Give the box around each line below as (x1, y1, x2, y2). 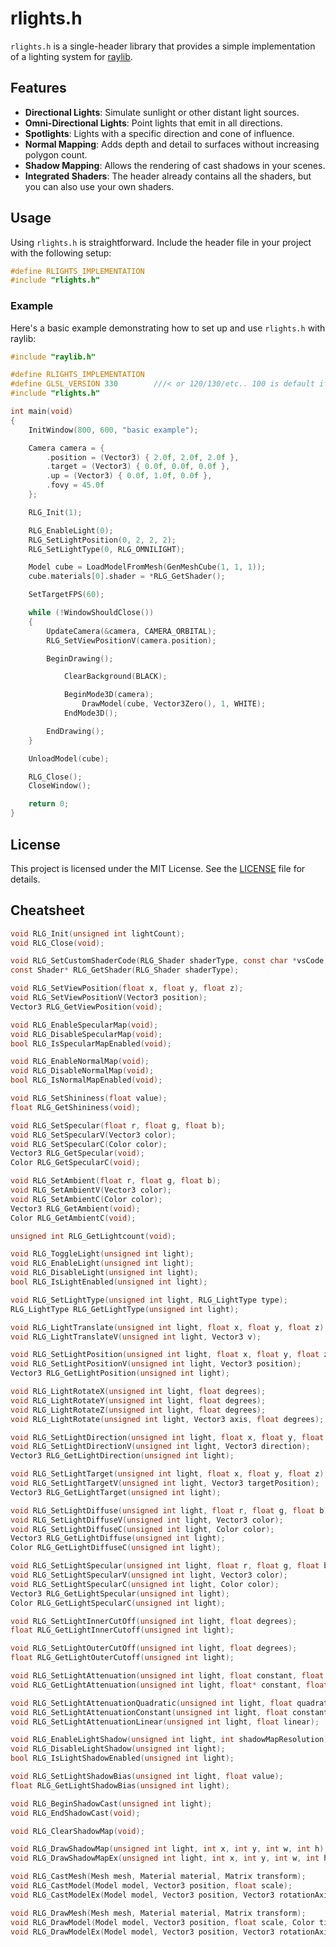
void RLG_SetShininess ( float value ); (10, 1093, 168, 1104)
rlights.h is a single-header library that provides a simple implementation (10, 40, 316, 52)
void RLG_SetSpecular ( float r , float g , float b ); (10, 1120, 226, 1131)
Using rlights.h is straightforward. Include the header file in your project (10, 236, 312, 248)
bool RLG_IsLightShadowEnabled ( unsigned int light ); (10, 1753, 235, 1764)
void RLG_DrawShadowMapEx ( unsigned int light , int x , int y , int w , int (10, 1853, 320, 1864)
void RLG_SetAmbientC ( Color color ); (10, 1194, 163, 1204)
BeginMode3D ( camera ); (63, 690, 155, 700)
